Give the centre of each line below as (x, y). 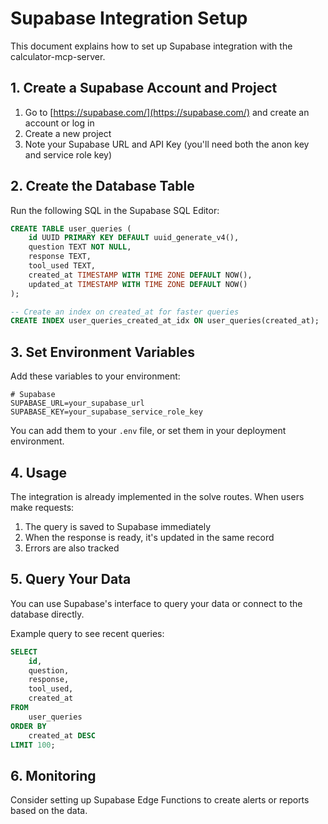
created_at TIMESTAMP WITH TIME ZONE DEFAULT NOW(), (140, 275)
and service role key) (68, 154)
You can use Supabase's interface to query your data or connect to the (156, 603)
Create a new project (68, 133)
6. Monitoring (53, 775)
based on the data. (49, 811)
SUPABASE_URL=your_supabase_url (77, 403)
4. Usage (38, 472)
